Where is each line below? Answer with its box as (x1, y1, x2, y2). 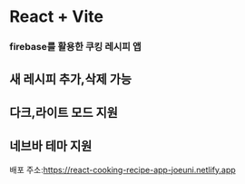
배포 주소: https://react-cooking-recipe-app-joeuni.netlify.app (9, 164, 236, 175)
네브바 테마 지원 (9, 139, 93, 154)
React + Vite (9, 6, 104, 27)
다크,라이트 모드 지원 (9, 104, 118, 120)
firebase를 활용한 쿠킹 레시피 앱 (9, 41, 142, 53)
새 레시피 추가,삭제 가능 (9, 71, 132, 87)
